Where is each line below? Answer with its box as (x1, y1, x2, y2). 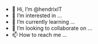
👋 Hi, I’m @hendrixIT (11, 6, 62, 12)
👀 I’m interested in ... (11, 12, 62, 19)
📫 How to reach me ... (11, 32, 67, 38)
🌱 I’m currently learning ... (11, 18, 75, 25)
